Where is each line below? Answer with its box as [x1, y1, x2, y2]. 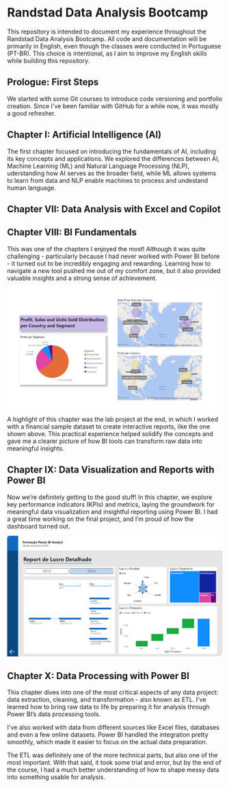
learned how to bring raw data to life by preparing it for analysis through [7, 703, 210, 711]
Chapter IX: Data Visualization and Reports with [7, 464, 215, 476]
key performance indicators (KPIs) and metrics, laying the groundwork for [7, 500, 215, 508]
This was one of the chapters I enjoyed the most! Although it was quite [7, 244, 206, 253]
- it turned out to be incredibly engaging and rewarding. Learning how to [7, 259, 211, 268]
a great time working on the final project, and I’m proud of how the [7, 515, 194, 523]
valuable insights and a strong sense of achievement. [7, 274, 157, 282]
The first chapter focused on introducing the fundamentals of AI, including [7, 147, 217, 155]
